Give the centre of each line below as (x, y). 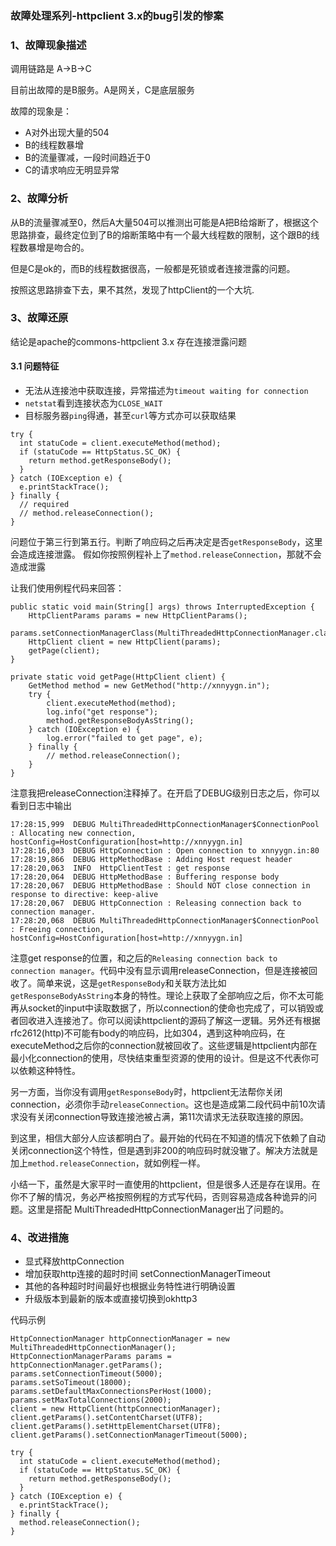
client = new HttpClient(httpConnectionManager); (116, 1409)
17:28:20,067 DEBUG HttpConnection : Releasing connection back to (156, 903)
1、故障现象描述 (48, 45)
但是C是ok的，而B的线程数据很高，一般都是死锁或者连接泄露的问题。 (153, 268)
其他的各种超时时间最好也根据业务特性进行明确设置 (130, 1286)
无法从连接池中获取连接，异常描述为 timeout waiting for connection (166, 391)
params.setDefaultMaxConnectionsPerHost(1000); (111, 1392)
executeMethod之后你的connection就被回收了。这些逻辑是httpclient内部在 (164, 1046)
